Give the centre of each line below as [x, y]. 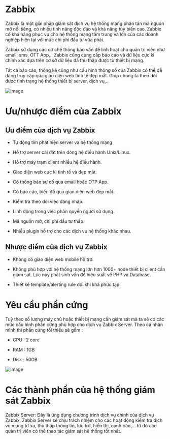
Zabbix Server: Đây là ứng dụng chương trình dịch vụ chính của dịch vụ [80, 415]
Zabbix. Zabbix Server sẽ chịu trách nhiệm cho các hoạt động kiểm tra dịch [84, 420]
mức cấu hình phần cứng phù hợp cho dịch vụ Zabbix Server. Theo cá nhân [84, 325]
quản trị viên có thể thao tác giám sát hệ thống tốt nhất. [63, 431]
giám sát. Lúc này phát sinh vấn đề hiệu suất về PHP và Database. [82, 274]
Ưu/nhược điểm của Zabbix [63, 112]
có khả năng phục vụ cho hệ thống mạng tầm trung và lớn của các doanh [82, 34]
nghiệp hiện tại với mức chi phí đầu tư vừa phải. [55, 40]
